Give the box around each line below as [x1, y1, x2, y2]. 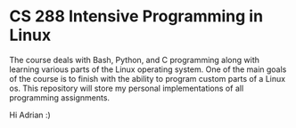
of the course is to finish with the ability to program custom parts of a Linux [9, 73, 286, 84]
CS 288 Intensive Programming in [9, 6, 264, 27]
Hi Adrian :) [9, 109, 51, 120]
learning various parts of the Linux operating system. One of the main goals [9, 64, 287, 75]
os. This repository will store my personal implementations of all [9, 83, 244, 93]
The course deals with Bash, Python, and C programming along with [9, 54, 260, 65]
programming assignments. [9, 92, 110, 103]
